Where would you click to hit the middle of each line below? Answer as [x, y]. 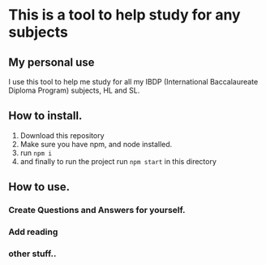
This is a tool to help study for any [124, 15]
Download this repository [62, 135]
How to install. [45, 116]
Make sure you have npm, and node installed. [96, 144]
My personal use [51, 62]
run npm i [36, 153]
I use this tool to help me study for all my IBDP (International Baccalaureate [133, 82]
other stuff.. [32, 254]
